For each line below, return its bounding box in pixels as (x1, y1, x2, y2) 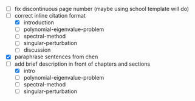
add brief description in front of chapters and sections (14, 60, 151, 68)
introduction (23, 19, 54, 26)
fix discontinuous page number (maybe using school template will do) (14, 5, 190, 12)
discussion (23, 46, 51, 54)
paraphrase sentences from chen (14, 53, 98, 60)
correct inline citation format (14, 12, 86, 19)
